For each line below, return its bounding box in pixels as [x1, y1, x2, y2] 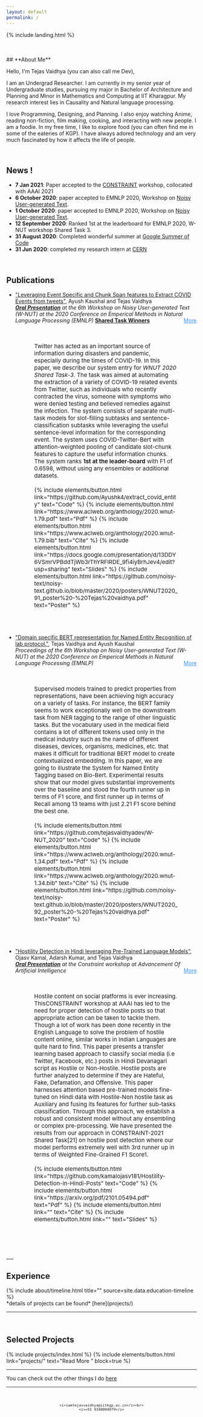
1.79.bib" [34, 537, 57, 545]
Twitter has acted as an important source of [34, 342, 151, 350]
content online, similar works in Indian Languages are [34, 1035, 176, 1044]
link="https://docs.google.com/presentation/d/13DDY [34, 551, 176, 559]
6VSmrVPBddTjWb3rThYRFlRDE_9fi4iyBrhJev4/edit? [34, 558, 175, 566]
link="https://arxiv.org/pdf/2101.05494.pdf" [34, 1194, 150, 1202]
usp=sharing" [34, 565, 71, 573]
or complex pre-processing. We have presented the [34, 1122, 172, 1130]
